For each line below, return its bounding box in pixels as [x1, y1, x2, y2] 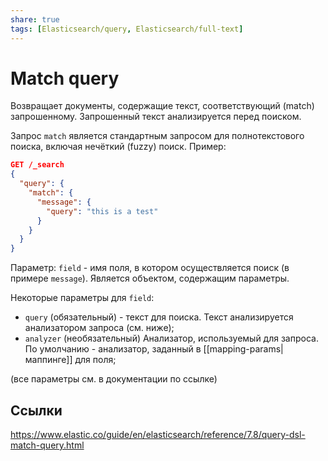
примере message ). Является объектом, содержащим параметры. [10, 272, 290, 285]
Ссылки [10, 402, 63, 419]
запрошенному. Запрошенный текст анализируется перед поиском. [10, 111, 302, 123]
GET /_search [10, 160, 65, 170]
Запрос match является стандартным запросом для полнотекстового [10, 130, 305, 142]
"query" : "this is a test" [46, 206, 159, 216]
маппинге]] [24, 354, 73, 366]
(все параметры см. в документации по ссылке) [10, 373, 218, 385]
